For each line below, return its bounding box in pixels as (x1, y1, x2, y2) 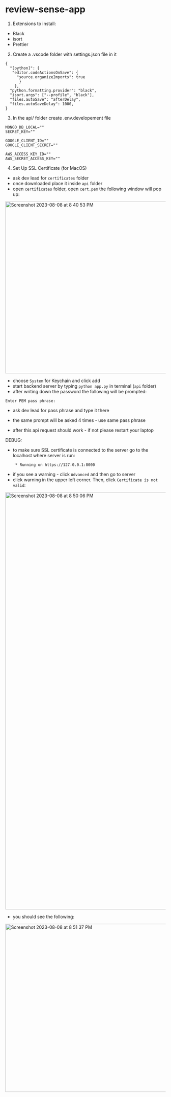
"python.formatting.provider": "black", (10, 88, 97, 93)
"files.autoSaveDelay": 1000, (10, 101, 74, 106)
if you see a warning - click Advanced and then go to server (12, 471, 136, 477)
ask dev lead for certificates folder (12, 175, 89, 181)
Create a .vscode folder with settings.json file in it (12, 51, 117, 57)
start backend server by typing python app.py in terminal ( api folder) (12, 383, 157, 389)
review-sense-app (5, 4, 85, 15)
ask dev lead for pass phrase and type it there (12, 407, 109, 413)
